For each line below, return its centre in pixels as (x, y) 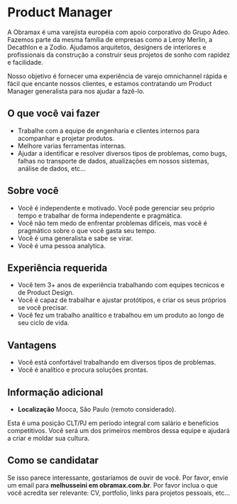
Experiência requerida (57, 268)
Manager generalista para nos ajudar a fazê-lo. (76, 91)
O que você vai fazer (54, 113)
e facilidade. (26, 62)
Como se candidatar (53, 460)
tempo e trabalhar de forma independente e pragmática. (100, 215)
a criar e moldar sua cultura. (49, 438)
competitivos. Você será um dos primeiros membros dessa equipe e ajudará (119, 430)
